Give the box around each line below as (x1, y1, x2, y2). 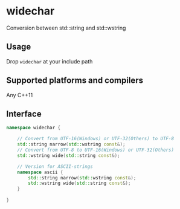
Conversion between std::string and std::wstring (6, 24, 126, 31)
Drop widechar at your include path (6, 57, 93, 65)
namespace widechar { (6, 125, 61, 131)
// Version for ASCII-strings (17, 163, 94, 170)
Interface (6, 109, 42, 119)
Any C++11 (6, 91, 33, 98)
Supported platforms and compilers (6, 76, 144, 86)
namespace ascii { (17, 169, 63, 175)
